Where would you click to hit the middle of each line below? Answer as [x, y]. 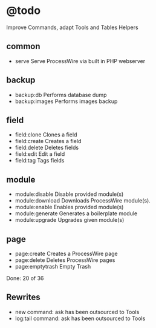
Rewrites [23, 297]
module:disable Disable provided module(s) [69, 194]
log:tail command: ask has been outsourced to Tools [80, 318]
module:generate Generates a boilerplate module [76, 213]
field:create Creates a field [48, 141]
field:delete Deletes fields [47, 148]
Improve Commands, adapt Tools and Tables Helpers [72, 27]
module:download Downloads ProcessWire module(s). [83, 201]
